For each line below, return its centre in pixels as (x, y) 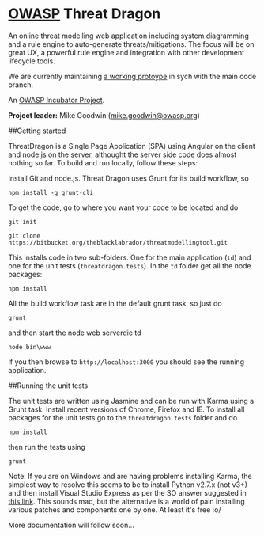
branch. (21, 85)
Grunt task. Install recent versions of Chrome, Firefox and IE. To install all (126, 409)
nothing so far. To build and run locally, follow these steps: (103, 162)
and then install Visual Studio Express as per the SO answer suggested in (127, 492)
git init (23, 222)
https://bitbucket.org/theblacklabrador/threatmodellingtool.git (118, 242)
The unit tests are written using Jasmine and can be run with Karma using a (131, 401)
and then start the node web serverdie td (75, 333)
